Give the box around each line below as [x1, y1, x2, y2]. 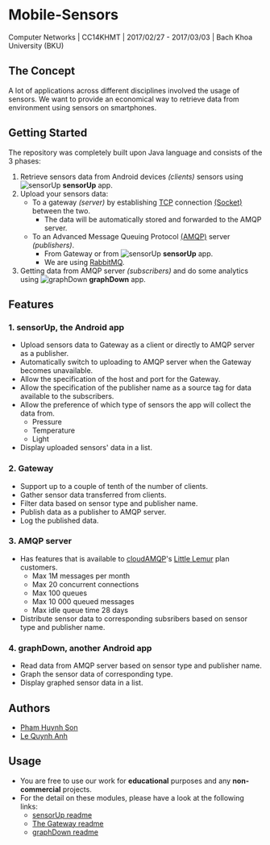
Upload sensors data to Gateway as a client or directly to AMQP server [19, 340, 255, 350]
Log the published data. [19, 516, 99, 525]
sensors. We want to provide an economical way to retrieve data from [8, 94, 239, 104]
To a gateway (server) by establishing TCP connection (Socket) [31, 197, 243, 207]
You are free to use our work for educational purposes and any [19, 776, 231, 785]
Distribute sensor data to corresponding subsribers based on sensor [19, 614, 248, 623]
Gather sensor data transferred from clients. [19, 490, 167, 499]
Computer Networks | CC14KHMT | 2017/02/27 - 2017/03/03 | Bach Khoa [8, 32, 253, 42]
